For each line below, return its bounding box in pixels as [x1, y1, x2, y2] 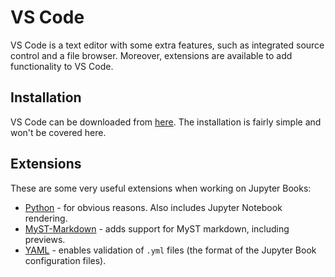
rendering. [24, 212, 68, 224]
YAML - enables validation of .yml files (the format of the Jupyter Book [24, 244, 317, 256]
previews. [24, 233, 66, 245]
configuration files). [24, 254, 107, 266]
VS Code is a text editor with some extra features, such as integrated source [10, 39, 325, 51]
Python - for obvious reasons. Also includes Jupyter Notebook [24, 201, 283, 213]
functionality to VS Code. [10, 60, 114, 72]
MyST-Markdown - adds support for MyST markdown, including [24, 222, 290, 235]
